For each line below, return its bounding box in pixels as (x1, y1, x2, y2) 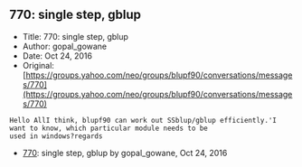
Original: (22, 60, 54, 70)
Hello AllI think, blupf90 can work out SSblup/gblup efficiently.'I (9, 116, 278, 125)
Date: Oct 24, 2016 (22, 50, 93, 61)
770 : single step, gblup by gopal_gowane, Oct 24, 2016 (22, 147, 228, 158)
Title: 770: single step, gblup (22, 31, 129, 42)
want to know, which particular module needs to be (9, 124, 208, 133)
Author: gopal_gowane (22, 41, 108, 51)
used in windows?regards (9, 131, 103, 141)
